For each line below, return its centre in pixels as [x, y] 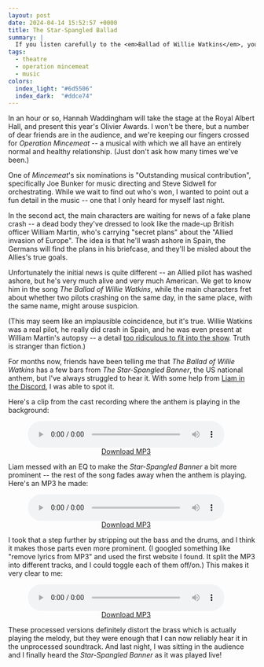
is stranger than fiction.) [47, 346]
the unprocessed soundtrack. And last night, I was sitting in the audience [126, 647]
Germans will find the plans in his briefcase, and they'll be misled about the [130, 249]
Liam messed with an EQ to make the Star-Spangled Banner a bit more [123, 467]
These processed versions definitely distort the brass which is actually [123, 630]
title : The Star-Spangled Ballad [63, 30]
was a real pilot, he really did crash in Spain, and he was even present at [125, 330]
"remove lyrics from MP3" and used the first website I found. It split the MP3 [132, 557]
